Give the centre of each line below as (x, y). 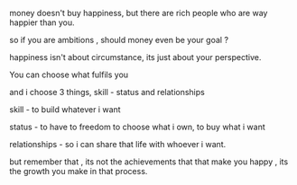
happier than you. (42, 22)
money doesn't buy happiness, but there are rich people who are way (139, 13)
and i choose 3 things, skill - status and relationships (107, 92)
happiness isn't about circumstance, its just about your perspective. (135, 57)
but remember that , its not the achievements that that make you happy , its (149, 162)
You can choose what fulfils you (69, 75)
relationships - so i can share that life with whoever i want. (118, 144)
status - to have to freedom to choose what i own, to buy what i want (138, 127)
